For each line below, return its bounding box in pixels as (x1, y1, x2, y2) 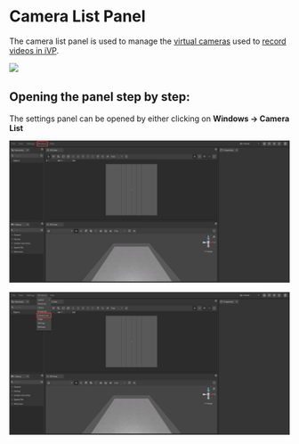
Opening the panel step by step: (9, 89, 190, 104)
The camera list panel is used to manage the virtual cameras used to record (9, 36, 287, 46)
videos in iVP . (9, 45, 60, 55)
